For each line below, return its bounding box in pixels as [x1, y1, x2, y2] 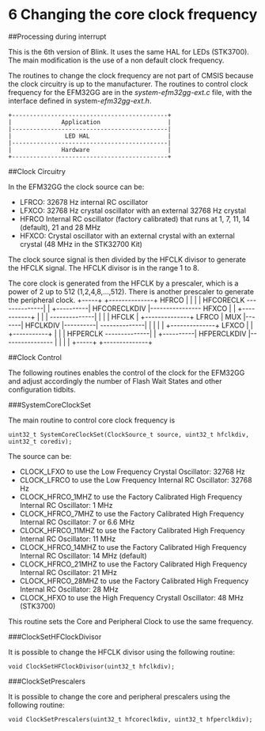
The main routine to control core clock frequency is [8, 415, 176, 425]
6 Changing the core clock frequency [8, 6, 258, 24]
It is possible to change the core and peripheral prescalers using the [8, 691, 231, 701]
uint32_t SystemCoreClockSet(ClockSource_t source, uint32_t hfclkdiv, [8, 430, 249, 438]
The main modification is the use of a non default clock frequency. [8, 55, 225, 65]
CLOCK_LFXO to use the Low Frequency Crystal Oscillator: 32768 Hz [19, 467, 245, 476]
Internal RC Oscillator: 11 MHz [19, 534, 116, 544]
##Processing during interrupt [8, 32, 107, 41]
